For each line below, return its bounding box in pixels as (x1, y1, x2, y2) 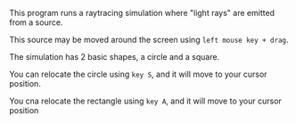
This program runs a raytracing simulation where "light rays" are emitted (9, 8, 275, 18)
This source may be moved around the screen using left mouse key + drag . (9, 35, 289, 45)
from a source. (9, 17, 63, 28)
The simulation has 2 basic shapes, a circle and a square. (9, 52, 220, 62)
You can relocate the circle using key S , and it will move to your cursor (9, 69, 267, 79)
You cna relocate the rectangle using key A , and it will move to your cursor (9, 95, 283, 106)
